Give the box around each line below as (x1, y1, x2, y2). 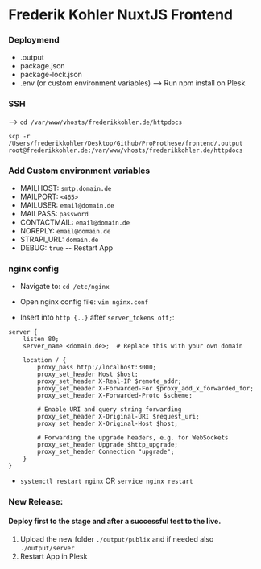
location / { (23, 357, 67, 365)
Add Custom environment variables (8, 165, 151, 176)
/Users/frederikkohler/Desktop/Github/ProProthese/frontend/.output (8, 139, 243, 147)
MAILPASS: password (19, 209, 89, 219)
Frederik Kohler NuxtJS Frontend (8, 6, 234, 24)
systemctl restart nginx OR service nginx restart (19, 476, 193, 486)
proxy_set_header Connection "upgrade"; (37, 448, 175, 456)
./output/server (19, 544, 75, 552)
